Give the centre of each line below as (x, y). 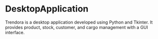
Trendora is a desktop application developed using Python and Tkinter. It (79, 22)
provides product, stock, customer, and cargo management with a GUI (77, 27)
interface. (15, 32)
